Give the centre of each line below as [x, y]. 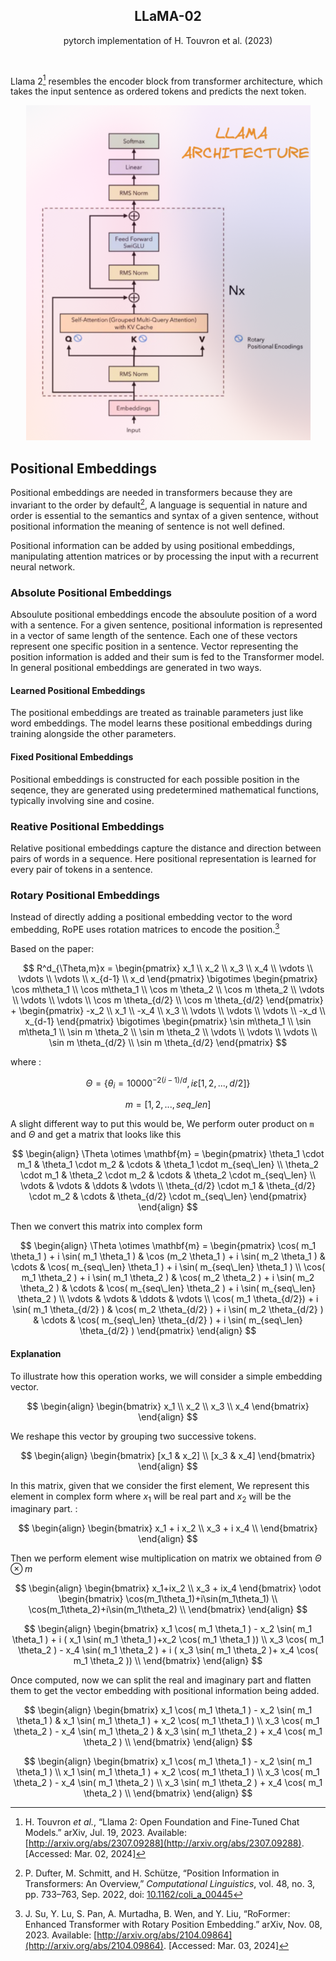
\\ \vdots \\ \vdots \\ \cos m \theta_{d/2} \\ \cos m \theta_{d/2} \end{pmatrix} [168, 1000]
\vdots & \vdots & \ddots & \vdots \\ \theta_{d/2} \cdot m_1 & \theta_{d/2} [168, 1186]
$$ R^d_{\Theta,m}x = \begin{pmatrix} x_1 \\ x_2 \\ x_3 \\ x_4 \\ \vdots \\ [168, 968]
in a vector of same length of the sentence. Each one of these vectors [154, 636]
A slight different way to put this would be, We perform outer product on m [162, 1124]
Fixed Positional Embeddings [72, 757]
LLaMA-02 [168, 16]
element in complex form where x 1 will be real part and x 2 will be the [151, 1497]
